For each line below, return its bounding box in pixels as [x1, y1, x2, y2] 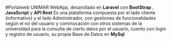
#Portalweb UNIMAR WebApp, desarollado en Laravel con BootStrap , [5, 5, 154, 10]
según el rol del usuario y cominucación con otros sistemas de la [5, 20, 142, 26]
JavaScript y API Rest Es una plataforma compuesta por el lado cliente [5, 10, 156, 16]
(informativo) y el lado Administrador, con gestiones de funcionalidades [5, 15, 156, 21]
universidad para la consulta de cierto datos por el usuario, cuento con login [5, 26, 166, 32]
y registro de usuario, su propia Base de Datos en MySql [5, 31, 125, 37]
